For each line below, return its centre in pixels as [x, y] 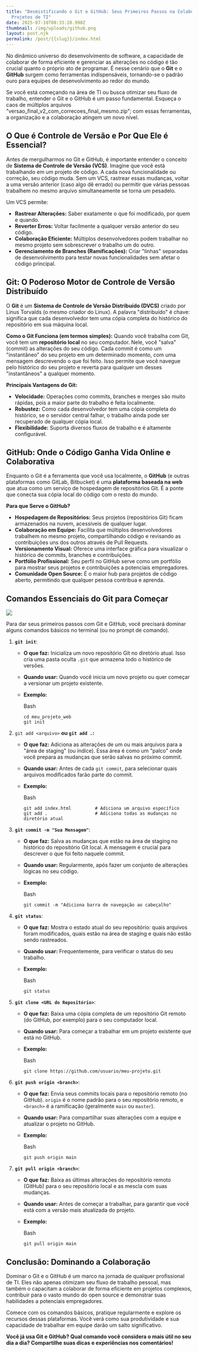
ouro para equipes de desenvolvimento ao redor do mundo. [78, 81]
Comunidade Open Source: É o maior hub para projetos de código [96, 574]
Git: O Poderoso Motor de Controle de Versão [91, 282]
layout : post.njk [27, 34]
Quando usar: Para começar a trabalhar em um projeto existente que [107, 1031]
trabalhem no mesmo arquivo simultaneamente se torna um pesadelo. [91, 191]
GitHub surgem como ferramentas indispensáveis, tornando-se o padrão [95, 75]
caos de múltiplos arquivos [39, 105]
